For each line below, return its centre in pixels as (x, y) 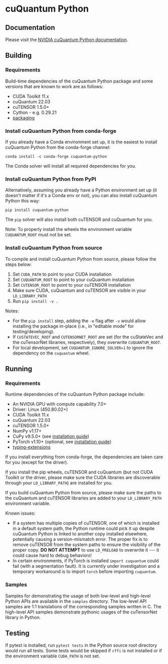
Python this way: (23, 201)
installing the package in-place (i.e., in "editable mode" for (73, 326)
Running (19, 368)
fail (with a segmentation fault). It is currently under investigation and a (86, 566)
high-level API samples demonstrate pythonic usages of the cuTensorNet (81, 612)
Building (18, 55)
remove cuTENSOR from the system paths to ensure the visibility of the (87, 544)
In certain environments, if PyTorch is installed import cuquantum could (86, 561)
